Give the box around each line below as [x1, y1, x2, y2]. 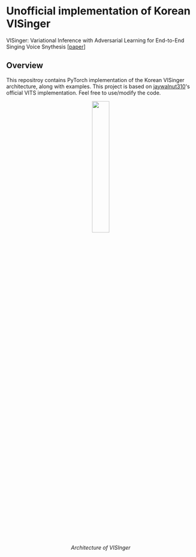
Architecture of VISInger [71, 544, 131, 551]
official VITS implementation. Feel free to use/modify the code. [6, 89, 161, 96]
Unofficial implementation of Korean [6, 4, 191, 18]
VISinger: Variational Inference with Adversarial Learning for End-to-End [6, 37, 185, 44]
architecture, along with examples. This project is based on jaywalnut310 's [6, 83, 190, 90]
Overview [6, 60, 44, 71]
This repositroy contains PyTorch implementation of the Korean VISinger [6, 76, 185, 83]
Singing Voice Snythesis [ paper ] [6, 43, 86, 50]
